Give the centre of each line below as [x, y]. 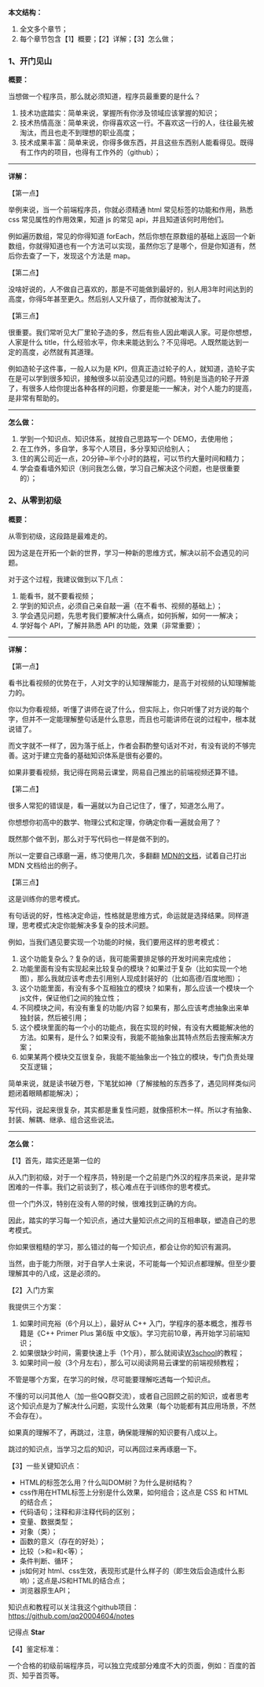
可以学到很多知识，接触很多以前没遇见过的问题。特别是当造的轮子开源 [135, 379]
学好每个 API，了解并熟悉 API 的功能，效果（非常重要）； [111, 625]
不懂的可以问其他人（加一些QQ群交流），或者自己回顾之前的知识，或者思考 [129, 1396]
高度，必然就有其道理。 [60, 352]
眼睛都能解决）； [55, 1093]
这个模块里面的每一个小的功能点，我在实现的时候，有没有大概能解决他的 [136, 1027]
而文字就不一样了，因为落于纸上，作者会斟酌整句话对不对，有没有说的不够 [128, 745]
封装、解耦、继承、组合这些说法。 [63, 1119]
